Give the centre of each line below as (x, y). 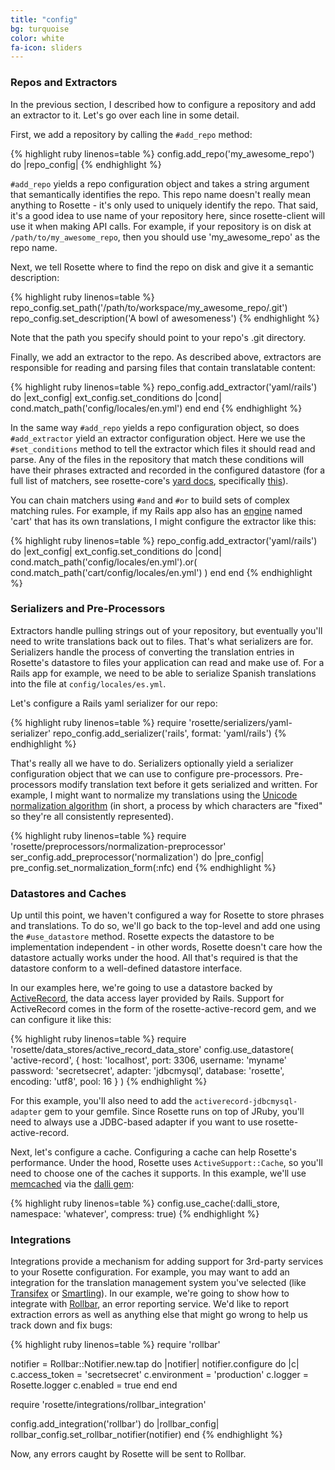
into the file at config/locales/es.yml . (88, 683)
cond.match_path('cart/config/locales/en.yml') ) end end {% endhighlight (161, 572)
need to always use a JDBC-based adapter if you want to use (136, 1122)
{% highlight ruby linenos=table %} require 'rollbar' (115, 1345)
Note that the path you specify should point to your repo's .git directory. (158, 337)
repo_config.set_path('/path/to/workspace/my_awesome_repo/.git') (149, 307)
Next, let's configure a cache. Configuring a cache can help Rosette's (153, 1152)
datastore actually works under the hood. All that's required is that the (154, 958)
